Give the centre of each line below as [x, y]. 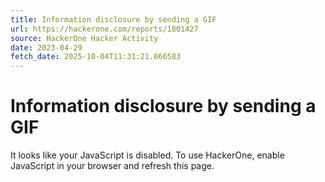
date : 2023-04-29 [46, 47]
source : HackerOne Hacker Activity [84, 38]
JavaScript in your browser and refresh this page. [112, 166]
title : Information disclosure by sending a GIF [113, 19]
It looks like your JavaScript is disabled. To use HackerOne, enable [147, 155]
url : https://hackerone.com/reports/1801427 [104, 29]
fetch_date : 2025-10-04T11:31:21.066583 [96, 57]
